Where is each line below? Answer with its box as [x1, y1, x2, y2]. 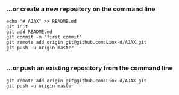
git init [6, 23, 28, 30]
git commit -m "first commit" [6, 34, 83, 40]
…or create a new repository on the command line [6, 5, 155, 13]
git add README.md [6, 29, 52, 35]
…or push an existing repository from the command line [6, 64, 173, 72]
